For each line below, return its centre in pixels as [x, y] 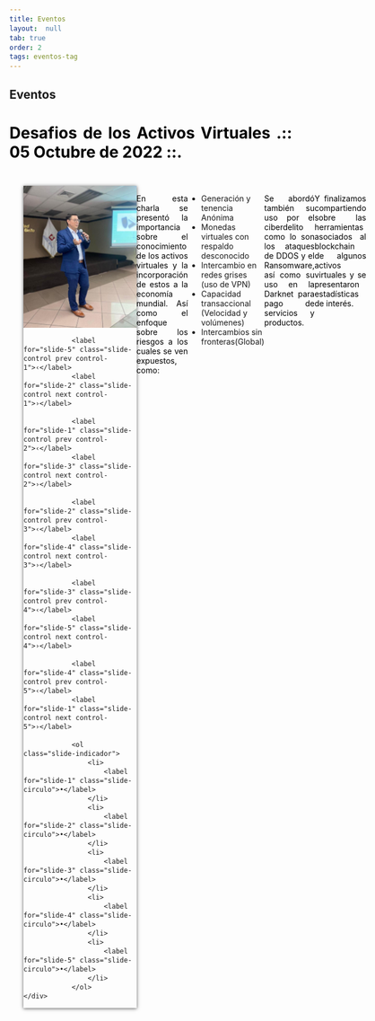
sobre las [340, 218]
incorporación [162, 275]
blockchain [335, 246]
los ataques [290, 246]
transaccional [226, 304]
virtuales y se [340, 275]
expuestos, [157, 361]
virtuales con [225, 237]
